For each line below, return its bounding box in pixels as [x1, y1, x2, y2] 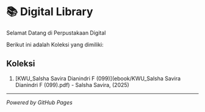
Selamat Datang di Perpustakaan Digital [6, 29, 106, 37]
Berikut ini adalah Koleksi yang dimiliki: [6, 41, 104, 48]
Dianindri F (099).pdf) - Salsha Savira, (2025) [15, 81, 129, 88]
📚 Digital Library [6, 5, 93, 19]
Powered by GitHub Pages [6, 99, 73, 106]
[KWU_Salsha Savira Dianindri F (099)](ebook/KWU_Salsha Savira [15, 74, 181, 82]
